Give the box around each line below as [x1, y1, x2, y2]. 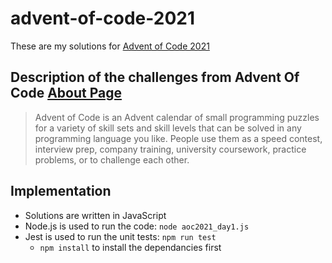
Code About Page [10, 85, 122, 102]
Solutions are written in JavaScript [24, 209, 167, 221]
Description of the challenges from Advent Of [10, 69, 300, 86]
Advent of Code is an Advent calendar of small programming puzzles [34, 111, 320, 123]
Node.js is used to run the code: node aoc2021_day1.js [24, 220, 250, 232]
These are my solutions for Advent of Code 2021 [10, 40, 210, 52]
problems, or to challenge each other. [34, 153, 190, 166]
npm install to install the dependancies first [39, 241, 222, 253]
